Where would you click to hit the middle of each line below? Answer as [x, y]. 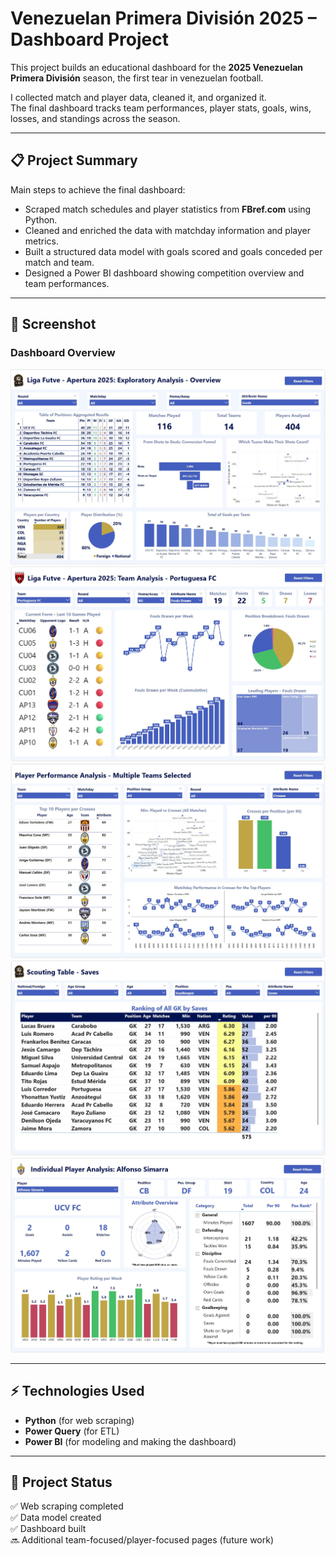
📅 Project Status [61, 1482]
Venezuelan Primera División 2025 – [163, 18]
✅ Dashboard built [48, 1529]
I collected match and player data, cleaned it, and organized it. [138, 97]
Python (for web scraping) [79, 1420]
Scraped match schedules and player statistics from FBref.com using [168, 209]
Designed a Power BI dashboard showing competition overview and [164, 273]
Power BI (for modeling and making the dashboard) [130, 1441]
